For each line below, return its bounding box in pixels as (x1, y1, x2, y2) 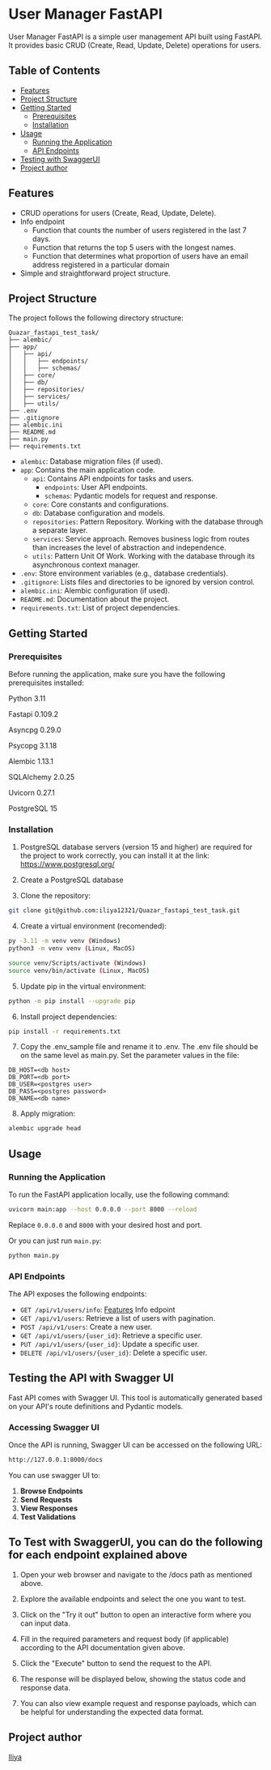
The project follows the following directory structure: (8, 313, 184, 323)
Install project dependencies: (19, 1011, 117, 1022)
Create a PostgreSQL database (19, 875, 124, 885)
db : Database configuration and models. (32, 508, 166, 518)
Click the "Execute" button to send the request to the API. (19, 1658, 212, 1668)
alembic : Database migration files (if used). (19, 456, 163, 466)
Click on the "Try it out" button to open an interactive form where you (19, 1609, 252, 1619)
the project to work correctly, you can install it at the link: (19, 851, 210, 860)
